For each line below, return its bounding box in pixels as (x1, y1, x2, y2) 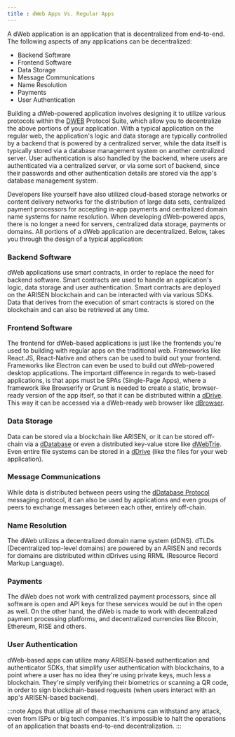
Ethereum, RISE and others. (7, 622, 87, 631)
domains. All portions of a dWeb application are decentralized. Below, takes (7, 227, 226, 235)
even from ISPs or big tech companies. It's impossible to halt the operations (7, 714, 227, 722)
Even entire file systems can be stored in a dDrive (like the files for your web (7, 447, 228, 455)
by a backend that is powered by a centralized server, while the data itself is (7, 138, 227, 148)
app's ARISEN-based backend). (7, 693, 99, 701)
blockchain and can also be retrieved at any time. (7, 305, 149, 313)
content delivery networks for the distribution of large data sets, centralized (7, 197, 226, 206)
